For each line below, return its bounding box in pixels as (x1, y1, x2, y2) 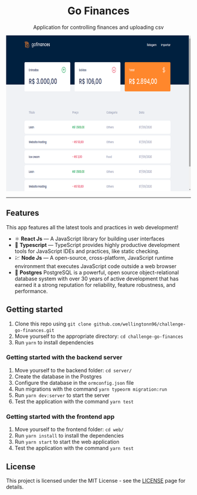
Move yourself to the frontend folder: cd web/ (14, 426, 124, 433)
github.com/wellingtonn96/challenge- (93, 321, 186, 327)
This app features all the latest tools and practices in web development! (6, 223, 179, 230)
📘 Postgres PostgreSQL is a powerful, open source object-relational (14, 269, 179, 276)
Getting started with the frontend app (6, 412, 115, 421)
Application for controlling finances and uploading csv (33, 23, 164, 30)
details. (6, 483, 24, 490)
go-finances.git (14, 327, 55, 333)
